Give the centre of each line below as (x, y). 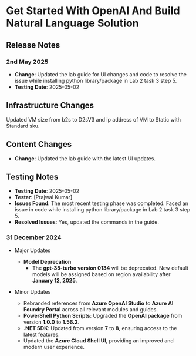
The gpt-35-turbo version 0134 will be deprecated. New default (110, 268)
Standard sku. (23, 126)
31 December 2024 (34, 237)
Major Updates (33, 250)
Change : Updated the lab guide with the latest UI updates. (85, 158)
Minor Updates (33, 291)
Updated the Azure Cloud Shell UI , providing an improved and (99, 340)
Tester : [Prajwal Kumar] (43, 197)
